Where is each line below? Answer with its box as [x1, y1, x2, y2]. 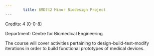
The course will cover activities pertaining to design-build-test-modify [5, 40, 150, 46]
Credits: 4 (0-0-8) [5, 21, 42, 27]
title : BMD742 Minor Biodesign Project [23, 7, 106, 12]
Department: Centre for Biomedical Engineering [5, 30, 103, 36]
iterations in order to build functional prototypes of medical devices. [5, 45, 145, 51]
